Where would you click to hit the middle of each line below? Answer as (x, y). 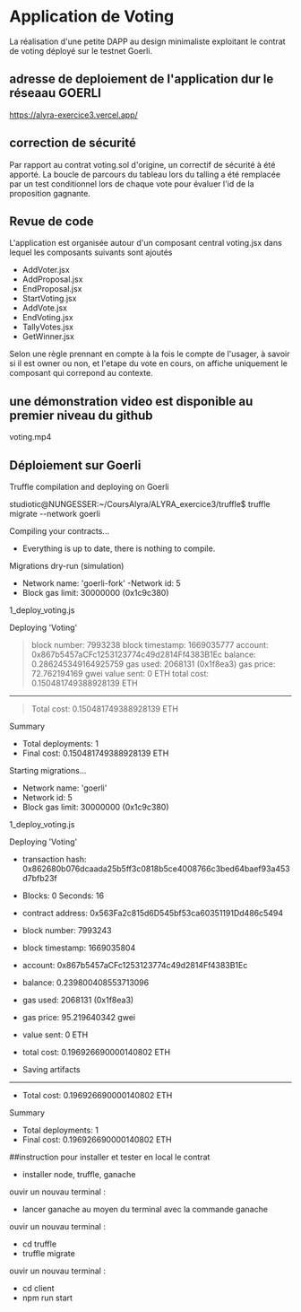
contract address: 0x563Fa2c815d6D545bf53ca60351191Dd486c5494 (153, 913)
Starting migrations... (48, 770)
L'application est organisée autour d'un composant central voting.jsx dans (146, 243)
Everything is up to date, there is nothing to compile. (119, 548)
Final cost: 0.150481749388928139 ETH (95, 753)
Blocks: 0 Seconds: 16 (63, 896)
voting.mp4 (30, 437)
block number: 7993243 (67, 930)
